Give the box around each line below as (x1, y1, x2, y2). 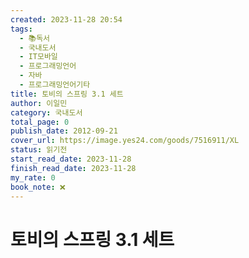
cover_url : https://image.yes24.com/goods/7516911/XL (10, 136, 240, 146)
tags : (10, 24, 33, 34)
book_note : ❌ (10, 182, 66, 192)
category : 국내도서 (10, 107, 83, 118)
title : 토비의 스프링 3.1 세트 (10, 89, 124, 99)
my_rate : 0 (10, 172, 56, 183)
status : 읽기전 (10, 145, 68, 155)
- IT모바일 (19, 52, 58, 62)
